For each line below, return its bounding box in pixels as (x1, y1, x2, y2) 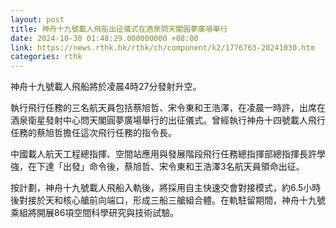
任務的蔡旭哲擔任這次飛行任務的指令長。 (10, 127, 177, 139)
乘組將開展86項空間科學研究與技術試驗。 (10, 207, 180, 219)
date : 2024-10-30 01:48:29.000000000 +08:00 (10, 33, 199, 43)
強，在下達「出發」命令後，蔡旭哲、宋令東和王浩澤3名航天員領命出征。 (10, 161, 305, 173)
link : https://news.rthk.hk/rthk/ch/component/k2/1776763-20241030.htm (10, 42, 315, 53)
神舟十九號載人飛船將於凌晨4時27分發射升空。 (10, 81, 202, 93)
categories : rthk (10, 52, 83, 62)
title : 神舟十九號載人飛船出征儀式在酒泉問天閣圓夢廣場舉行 (10, 24, 228, 34)
